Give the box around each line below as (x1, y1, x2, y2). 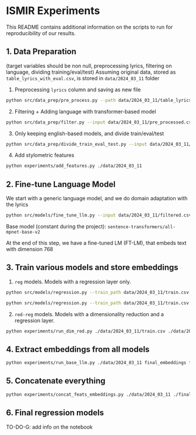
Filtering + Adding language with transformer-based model (14, 108, 156, 115)
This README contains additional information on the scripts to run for (6, 23, 173, 30)
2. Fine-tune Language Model (6, 179, 116, 189)
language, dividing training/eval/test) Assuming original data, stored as (6, 68, 176, 76)
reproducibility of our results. (6, 29, 76, 36)
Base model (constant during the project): (6, 222, 107, 230)
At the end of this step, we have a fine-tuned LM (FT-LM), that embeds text (6, 239, 187, 246)
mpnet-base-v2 (6, 229, 41, 235)
